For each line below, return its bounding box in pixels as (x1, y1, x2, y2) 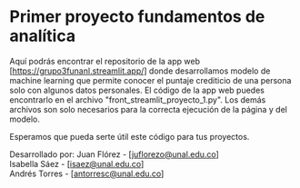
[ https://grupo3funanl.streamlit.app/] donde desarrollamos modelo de (9, 65, 271, 76)
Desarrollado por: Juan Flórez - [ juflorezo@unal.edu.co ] (9, 148, 220, 160)
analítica (9, 25, 75, 46)
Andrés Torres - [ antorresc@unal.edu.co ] (9, 168, 165, 179)
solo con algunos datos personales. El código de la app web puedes (9, 84, 265, 95)
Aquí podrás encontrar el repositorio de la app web (9, 55, 201, 66)
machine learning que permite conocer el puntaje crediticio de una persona (9, 74, 292, 85)
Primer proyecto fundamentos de (9, 6, 265, 27)
